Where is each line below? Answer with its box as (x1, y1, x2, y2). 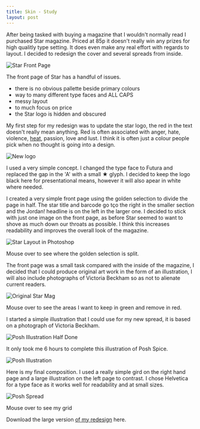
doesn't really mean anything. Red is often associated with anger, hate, (6, 128, 181, 135)
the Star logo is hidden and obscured (14, 110, 106, 117)
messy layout (14, 97, 48, 105)
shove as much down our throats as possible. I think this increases (6, 220, 170, 228)
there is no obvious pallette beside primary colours (14, 84, 140, 92)
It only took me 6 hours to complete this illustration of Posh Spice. (6, 345, 168, 352)
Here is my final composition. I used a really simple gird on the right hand (6, 368, 186, 375)
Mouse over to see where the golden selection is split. (6, 250, 139, 257)
